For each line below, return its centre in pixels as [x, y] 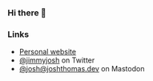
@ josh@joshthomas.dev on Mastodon [82, 69]
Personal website [48, 52]
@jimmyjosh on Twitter [57, 60]
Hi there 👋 [27, 13]
